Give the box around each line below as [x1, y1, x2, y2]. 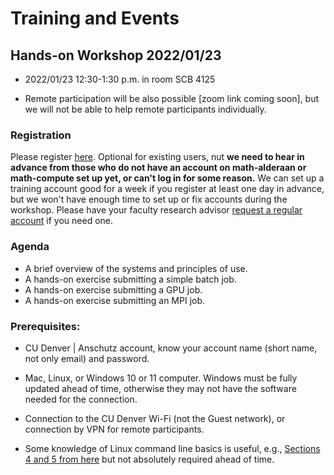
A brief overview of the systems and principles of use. [24, 262, 248, 274]
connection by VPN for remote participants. [24, 423, 205, 435]
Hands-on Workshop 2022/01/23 [10, 47, 222, 64]
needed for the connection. [24, 393, 138, 405]
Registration [10, 128, 72, 142]
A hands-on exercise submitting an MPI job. [24, 294, 206, 306]
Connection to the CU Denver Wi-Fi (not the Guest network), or [24, 412, 286, 424]
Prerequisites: [10, 319, 81, 333]
